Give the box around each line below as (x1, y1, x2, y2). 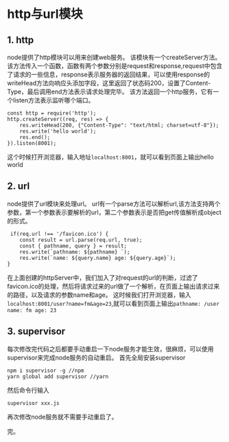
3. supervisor (7, 326, 66, 338)
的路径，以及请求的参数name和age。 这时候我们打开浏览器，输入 (7, 290, 192, 299)
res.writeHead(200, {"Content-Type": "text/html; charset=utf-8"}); (19, 122, 219, 129)
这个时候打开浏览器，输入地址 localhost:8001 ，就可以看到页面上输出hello (7, 153, 214, 161)
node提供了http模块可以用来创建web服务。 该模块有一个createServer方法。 (7, 53, 221, 61)
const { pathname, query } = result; (19, 242, 128, 250)
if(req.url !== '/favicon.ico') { (10, 230, 109, 237)
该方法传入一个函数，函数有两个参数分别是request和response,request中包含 (7, 62, 223, 69)
